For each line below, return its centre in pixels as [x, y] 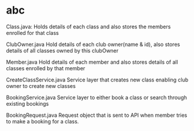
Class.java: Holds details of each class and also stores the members [88, 27]
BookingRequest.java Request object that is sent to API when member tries [97, 115]
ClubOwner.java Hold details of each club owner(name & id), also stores [93, 44]
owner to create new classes [41, 86]
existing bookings [27, 103]
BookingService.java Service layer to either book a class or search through [96, 97]
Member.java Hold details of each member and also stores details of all [92, 62]
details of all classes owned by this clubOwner [62, 50]
